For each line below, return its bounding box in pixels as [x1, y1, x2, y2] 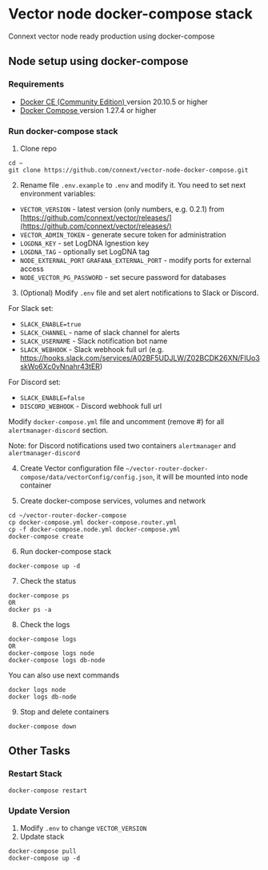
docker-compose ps [8, 591, 70, 600]
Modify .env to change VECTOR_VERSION [19, 823, 147, 832]
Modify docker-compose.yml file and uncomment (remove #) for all [8, 416, 225, 426]
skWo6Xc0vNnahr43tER [19, 362, 100, 371]
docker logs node [8, 686, 66, 694]
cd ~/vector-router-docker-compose [8, 511, 127, 520]
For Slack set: [8, 303, 54, 313]
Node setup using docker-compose [8, 55, 189, 68]
